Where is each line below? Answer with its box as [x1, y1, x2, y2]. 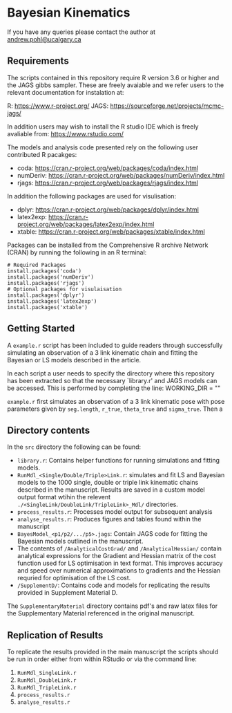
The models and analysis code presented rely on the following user [7, 143, 199, 151]
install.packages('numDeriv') [7, 273, 95, 281]
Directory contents [7, 424, 90, 436]
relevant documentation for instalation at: [7, 88, 124, 96]
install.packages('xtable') [7, 304, 88, 311]
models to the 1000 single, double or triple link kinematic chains [17, 479, 199, 487]
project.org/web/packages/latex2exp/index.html [17, 220, 155, 228]
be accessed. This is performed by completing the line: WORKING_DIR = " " [7, 384, 221, 392]
